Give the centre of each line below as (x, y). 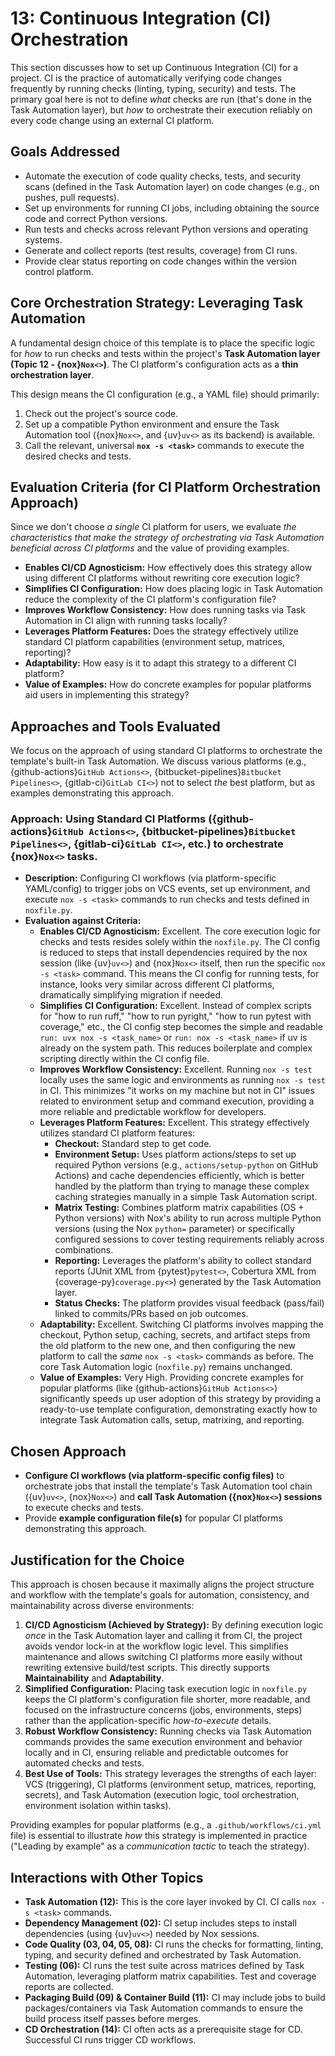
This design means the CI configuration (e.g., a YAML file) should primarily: (165, 394)
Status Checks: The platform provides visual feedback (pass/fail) (189, 1303)
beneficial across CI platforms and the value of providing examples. (150, 548)
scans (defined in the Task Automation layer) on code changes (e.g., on (172, 186)
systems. (43, 239)
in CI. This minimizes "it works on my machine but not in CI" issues (177, 1091)
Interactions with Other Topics (107, 1877)
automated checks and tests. (84, 1763)
